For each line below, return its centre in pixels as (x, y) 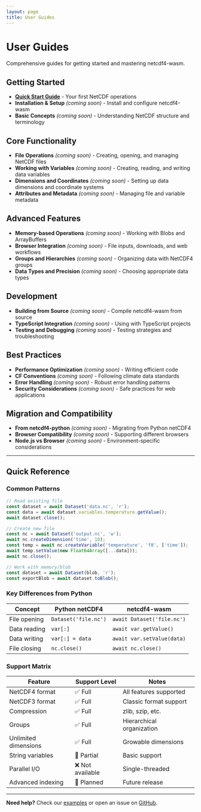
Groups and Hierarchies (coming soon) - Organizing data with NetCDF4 (104, 258)
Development (32, 296)
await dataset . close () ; (36, 518)
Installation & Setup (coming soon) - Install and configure (86, 103)
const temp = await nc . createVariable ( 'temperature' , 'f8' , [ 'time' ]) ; (97, 545)
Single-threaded (146, 768)
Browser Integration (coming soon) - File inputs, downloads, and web (101, 245)
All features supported (154, 692)
